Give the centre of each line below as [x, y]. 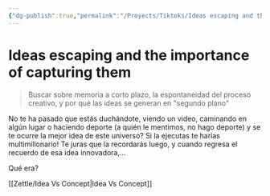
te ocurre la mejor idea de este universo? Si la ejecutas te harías [115, 135]
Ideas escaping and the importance [129, 55]
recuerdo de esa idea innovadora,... [67, 152]
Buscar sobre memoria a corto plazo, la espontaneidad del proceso [139, 94]
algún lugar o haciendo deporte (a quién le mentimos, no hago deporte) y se [135, 127]
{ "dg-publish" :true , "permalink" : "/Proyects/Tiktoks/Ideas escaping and [131, 16]
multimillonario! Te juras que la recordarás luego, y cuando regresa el [123, 144]
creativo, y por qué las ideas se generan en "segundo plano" [129, 103]
